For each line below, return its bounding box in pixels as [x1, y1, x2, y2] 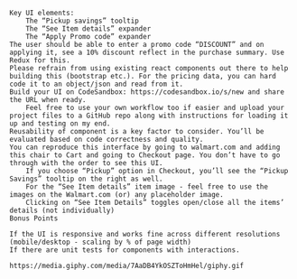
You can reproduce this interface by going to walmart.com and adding [9, 143, 281, 152]
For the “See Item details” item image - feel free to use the [25, 182, 269, 191]
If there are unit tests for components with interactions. [9, 246, 241, 255]
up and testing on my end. [9, 119, 111, 128]
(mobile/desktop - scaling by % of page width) [9, 237, 192, 246]
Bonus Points [9, 214, 59, 223]
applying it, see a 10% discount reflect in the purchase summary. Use [9, 48, 284, 57]
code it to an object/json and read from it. [9, 79, 183, 88]
